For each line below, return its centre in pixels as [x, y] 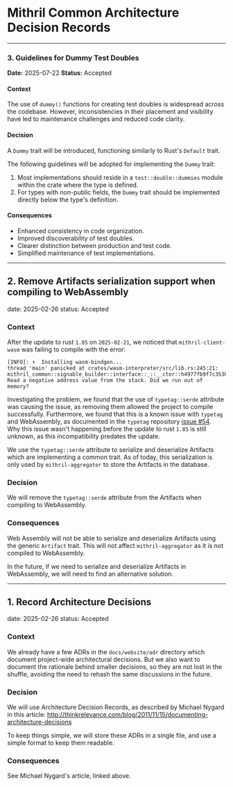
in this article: [27, 714]
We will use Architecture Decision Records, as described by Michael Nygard [116, 707]
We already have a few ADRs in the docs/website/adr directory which [106, 652]
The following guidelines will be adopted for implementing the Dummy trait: [111, 164]
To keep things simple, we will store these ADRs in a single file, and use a [112, 735]
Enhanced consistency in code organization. [80, 231]
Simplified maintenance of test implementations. [86, 253]
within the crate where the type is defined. [78, 185]
